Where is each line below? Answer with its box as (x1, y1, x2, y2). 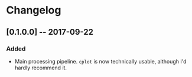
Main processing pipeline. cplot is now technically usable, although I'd (14, 58, 187, 65)
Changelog (6, 4, 61, 17)
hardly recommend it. (14, 64, 67, 71)
